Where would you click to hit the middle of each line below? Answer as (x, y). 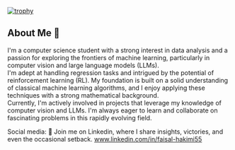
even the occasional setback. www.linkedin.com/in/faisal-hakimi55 (105, 139)
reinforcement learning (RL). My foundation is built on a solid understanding (118, 80)
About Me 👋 (34, 33)
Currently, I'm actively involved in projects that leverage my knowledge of (114, 103)
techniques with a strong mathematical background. (83, 95)
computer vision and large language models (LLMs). (83, 65)
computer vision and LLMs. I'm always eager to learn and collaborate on (113, 110)
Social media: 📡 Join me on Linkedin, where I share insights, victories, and (115, 132)
